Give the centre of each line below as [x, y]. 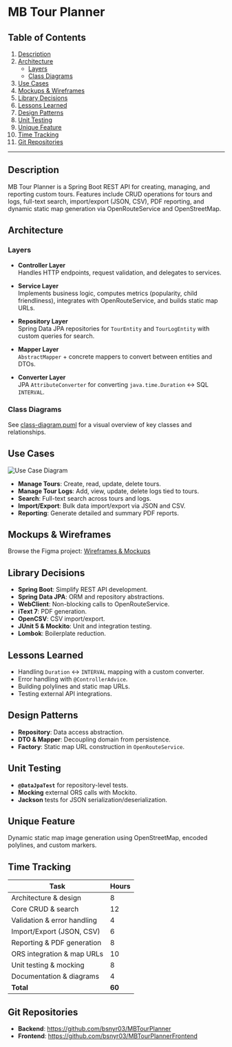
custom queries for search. [56, 336]
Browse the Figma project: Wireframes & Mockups [79, 551]
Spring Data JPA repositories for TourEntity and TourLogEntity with [114, 328]
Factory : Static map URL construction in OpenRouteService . [101, 746]
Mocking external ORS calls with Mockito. [77, 792]
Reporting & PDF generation [56, 943]
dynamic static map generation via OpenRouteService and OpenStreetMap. [115, 208]
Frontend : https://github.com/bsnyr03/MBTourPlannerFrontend [108, 1036]
